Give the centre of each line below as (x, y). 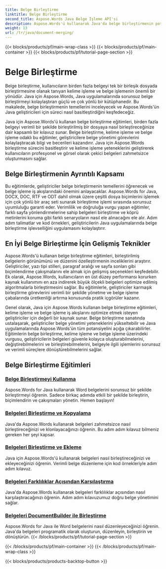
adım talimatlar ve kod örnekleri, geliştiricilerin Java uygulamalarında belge (81, 223)
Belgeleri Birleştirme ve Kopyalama (48, 413)
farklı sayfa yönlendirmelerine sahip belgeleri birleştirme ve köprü (72, 212)
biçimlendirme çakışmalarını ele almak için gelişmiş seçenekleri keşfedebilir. (82, 271)
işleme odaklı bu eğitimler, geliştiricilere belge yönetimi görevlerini (72, 137)
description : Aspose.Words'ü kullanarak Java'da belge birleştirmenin (79, 24)
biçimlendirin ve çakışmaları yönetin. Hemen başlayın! (60, 400)
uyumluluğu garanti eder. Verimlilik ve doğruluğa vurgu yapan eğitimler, (78, 207)
